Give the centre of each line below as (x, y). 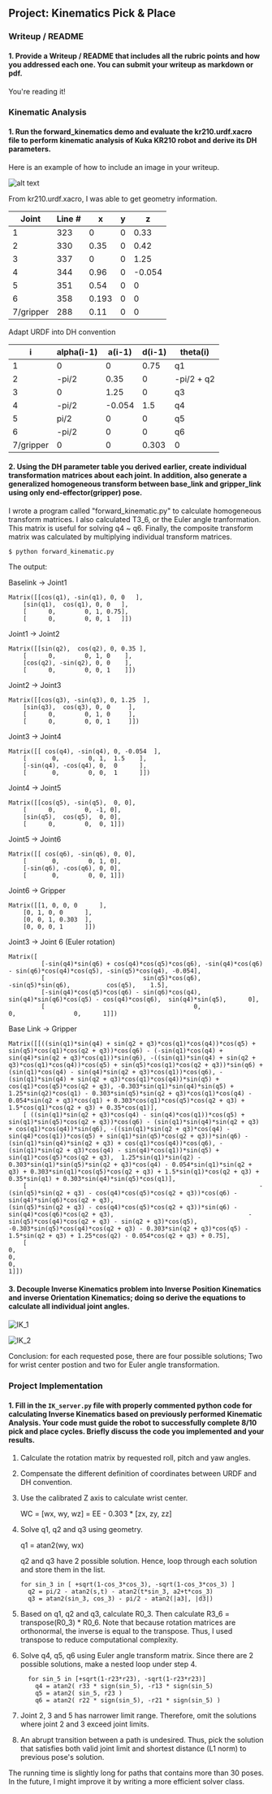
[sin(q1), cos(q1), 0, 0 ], (76, 604)
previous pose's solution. (62, 1757)
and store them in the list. (63, 1570)
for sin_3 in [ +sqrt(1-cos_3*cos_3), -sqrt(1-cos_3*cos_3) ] (127, 1585)
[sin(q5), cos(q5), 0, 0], (72, 816)
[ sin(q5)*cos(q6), (121, 978)
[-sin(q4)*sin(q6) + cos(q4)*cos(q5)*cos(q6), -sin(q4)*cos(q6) (152, 964)
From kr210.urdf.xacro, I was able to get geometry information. (113, 198)
